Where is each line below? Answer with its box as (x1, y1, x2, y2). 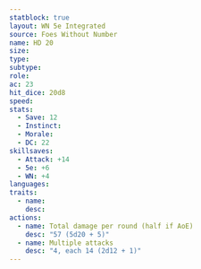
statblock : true (9, 13, 70, 22)
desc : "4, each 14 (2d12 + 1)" (25, 247, 142, 256)
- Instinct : (17, 122, 63, 131)
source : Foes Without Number (9, 30, 118, 39)
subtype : (9, 64, 42, 73)
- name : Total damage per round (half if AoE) (17, 221, 194, 230)
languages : (9, 180, 50, 189)
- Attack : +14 (17, 154, 70, 164)
